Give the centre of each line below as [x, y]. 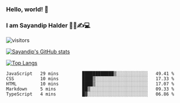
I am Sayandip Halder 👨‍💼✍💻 [48, 25]
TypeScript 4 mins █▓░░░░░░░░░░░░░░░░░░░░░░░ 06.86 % [90, 94]
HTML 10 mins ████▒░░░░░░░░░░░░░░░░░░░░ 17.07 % [90, 84]
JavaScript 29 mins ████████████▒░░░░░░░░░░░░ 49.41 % [90, 74]
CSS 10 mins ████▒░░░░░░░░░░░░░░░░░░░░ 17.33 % [90, 79]
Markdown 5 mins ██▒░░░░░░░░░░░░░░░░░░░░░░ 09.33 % [90, 89]
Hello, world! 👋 [27, 9]
